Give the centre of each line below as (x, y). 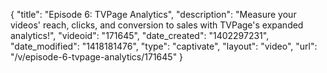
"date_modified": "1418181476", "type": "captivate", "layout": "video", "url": (164, 46)
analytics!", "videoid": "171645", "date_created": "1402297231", (140, 35)
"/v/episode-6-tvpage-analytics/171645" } (97, 57)
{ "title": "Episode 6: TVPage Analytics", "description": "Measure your (153, 14)
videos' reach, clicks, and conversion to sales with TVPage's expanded (157, 25)
